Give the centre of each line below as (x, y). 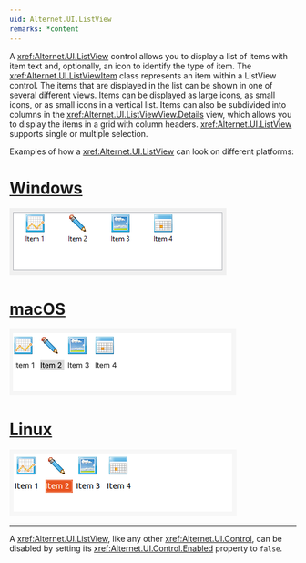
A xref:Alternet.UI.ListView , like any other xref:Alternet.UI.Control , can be (146, 539)
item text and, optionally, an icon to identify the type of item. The (131, 66)
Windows (46, 188)
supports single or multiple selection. (79, 133)
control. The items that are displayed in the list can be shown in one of (141, 85)
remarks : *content (44, 29)
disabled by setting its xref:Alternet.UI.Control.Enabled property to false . (146, 548)
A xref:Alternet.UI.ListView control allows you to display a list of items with (149, 56)
